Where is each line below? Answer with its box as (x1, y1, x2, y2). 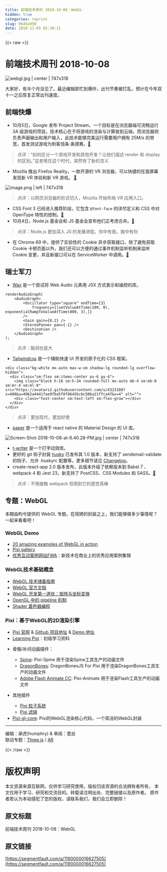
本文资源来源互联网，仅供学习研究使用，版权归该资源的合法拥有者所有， (5, 783, 153, 789)
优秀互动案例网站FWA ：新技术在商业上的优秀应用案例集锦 (12, 552, 131, 558)
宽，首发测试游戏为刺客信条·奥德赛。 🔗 (12, 141, 91, 147)
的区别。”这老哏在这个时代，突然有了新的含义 (17, 158, 109, 164)
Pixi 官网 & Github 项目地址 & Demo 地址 (12, 629, 95, 635)
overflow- (136, 365, 157, 370)
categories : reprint (5, 16, 48, 21)
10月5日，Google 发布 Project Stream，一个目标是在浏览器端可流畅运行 (12, 122, 159, 128)
